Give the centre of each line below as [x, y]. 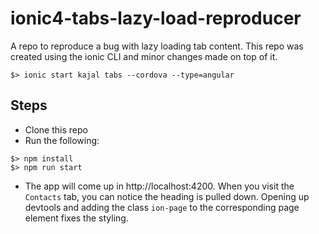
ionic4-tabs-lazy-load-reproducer [156, 18]
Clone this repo [56, 129]
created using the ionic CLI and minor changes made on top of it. [144, 56]
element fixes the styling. [76, 218]
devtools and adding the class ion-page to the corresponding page [162, 207]
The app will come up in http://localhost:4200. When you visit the [159, 186]
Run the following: [62, 140]
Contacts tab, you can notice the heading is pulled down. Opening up [167, 196]
